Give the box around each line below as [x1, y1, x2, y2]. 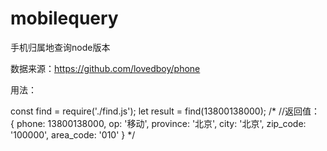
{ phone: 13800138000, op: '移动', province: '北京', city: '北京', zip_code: [10, 117, 307, 129]
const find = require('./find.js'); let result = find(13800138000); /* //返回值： [10, 105, 320, 117]
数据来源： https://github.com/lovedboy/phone [10, 62, 201, 74]
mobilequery [10, 7, 119, 30]
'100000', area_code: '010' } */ [10, 128, 136, 141]
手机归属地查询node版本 [10, 41, 111, 53]
